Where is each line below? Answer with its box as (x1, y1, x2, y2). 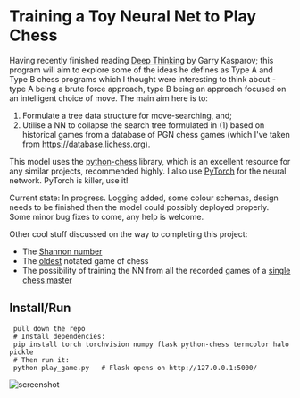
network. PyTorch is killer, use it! (9, 174, 129, 185)
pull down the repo (12, 324, 87, 333)
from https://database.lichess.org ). (21, 139, 151, 149)
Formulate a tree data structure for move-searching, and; (21, 110, 232, 121)
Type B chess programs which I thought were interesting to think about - (9, 73, 277, 84)
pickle (9, 347, 34, 357)
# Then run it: (12, 355, 70, 364)
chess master (21, 275, 73, 285)
